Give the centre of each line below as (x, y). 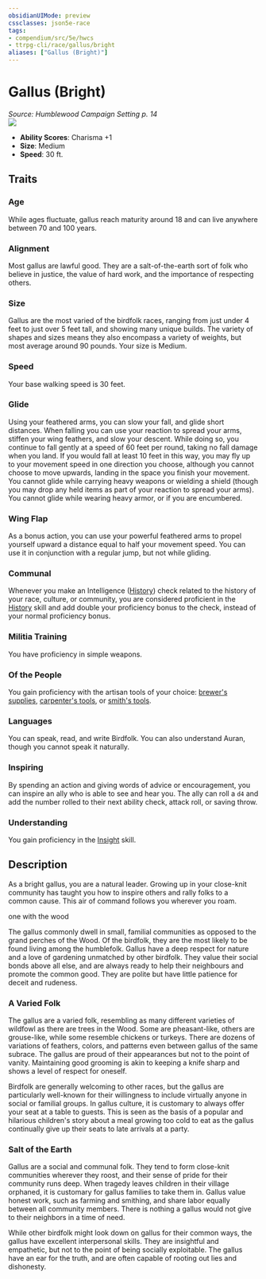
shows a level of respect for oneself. (67, 1071)
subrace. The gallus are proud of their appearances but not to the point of (129, 1054)
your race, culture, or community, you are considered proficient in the (122, 599)
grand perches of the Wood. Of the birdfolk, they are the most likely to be (128, 940)
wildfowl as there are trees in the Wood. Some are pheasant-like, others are (132, 1029)
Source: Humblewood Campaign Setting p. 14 (83, 114)
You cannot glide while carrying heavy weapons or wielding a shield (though (133, 481)
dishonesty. (27, 1267)
